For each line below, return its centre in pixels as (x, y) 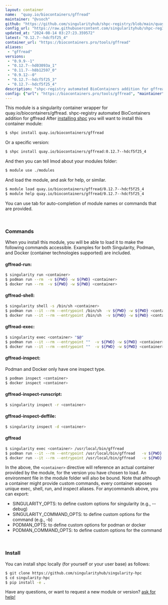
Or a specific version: (27, 143)
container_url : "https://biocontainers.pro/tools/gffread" (68, 43)
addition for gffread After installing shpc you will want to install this (74, 119)
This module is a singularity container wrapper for (56, 108)
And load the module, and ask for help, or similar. (56, 180)
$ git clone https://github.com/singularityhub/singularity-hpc (73, 573)
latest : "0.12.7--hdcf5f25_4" (37, 38)
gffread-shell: (20, 295)
